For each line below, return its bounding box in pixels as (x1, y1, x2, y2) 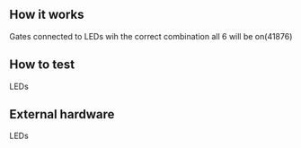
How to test (9, 57, 75, 73)
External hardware (9, 107, 115, 122)
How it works (9, 7, 84, 22)
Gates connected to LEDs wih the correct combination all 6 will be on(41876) (9, 30, 293, 41)
